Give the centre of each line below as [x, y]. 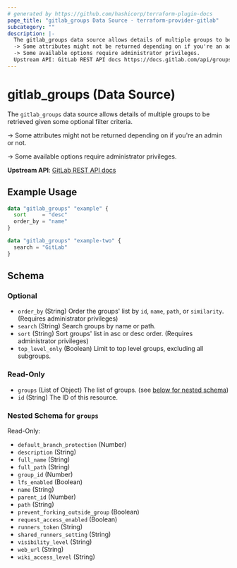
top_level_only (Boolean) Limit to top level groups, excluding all [110, 349]
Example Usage [42, 192]
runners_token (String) [50, 526]
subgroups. [34, 356]
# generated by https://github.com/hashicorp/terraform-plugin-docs [110, 14]
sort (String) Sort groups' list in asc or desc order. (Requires [105, 334]
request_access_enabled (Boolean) [67, 519]
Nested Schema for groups [53, 415]
